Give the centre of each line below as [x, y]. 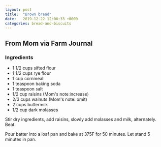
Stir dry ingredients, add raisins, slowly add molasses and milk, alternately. [81, 119]
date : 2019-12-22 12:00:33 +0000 [42, 19]
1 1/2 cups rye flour [32, 73]
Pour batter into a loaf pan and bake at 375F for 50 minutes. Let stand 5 [78, 134]
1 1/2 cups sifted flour [34, 68]
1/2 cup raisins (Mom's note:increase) [50, 94]
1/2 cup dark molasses [35, 110]
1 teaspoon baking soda [36, 84]
